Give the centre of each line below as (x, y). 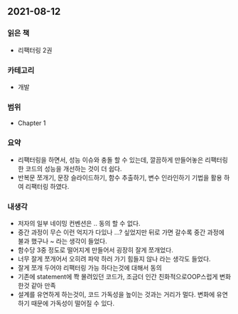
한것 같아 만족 (37, 285)
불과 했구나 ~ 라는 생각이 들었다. (63, 241)
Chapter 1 (32, 123)
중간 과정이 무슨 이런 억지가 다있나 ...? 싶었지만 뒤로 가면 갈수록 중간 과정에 (121, 232)
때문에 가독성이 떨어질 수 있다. (73, 303)
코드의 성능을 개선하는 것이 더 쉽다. (74, 168)
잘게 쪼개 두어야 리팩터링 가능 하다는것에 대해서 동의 (90, 267)
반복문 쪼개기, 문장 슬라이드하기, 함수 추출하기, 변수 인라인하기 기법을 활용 (120, 178)
